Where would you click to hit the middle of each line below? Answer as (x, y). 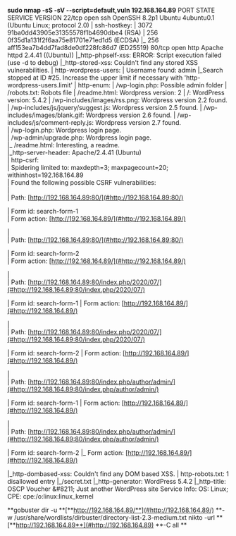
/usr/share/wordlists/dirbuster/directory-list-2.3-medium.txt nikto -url (114, 517)
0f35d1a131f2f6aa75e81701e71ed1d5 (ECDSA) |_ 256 (83, 40)
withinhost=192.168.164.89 (45, 175)
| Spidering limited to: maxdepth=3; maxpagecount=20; (88, 167)
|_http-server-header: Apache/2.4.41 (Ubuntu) (75, 152)
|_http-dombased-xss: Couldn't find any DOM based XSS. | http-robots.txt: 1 (118, 474)
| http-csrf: (23, 160)
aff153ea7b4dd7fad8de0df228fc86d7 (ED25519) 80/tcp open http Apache (116, 48)
